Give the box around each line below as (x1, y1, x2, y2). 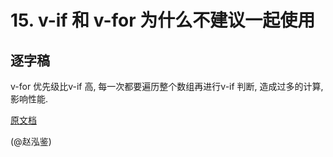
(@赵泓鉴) (10, 136, 52, 147)
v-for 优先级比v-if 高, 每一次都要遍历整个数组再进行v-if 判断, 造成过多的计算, (10, 81, 324, 92)
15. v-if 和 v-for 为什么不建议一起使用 (10, 9, 316, 32)
